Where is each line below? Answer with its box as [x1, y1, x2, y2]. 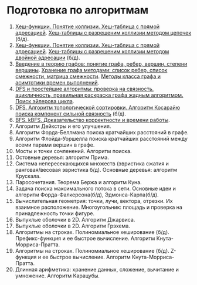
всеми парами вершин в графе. [15, 141, 95, 148]
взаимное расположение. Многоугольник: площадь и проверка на [15, 203, 182, 211]
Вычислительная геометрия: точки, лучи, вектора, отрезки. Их [15, 197, 173, 204]
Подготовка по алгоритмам [6, 4, 149, 17]
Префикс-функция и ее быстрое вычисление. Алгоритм [15, 235, 155, 242]
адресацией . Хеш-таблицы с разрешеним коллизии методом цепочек [15, 29, 192, 36]
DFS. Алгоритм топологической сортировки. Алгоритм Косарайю [15, 104, 181, 111]
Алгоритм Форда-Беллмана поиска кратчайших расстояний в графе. [15, 128, 189, 135]
